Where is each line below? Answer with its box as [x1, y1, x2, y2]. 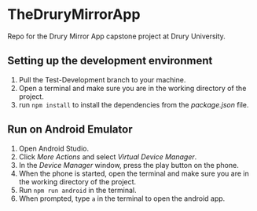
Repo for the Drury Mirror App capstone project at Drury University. [7, 31, 226, 41]
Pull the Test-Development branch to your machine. [18, 75, 186, 84]
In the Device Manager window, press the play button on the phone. [18, 160, 239, 169]
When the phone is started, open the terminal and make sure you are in [18, 169, 249, 178]
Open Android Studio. [18, 144, 90, 153]
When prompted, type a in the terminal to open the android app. [18, 194, 226, 203]
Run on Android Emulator [7, 123, 133, 136]
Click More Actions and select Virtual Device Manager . [18, 151, 197, 162]
